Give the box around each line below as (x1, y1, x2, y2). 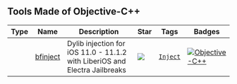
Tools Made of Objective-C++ (7, 6, 141, 18)
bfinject (35, 52, 61, 61)
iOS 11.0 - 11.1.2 (66, 47, 127, 57)
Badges (193, 26, 220, 36)
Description (78, 26, 119, 36)
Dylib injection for (66, 38, 126, 48)
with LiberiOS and (66, 56, 126, 66)
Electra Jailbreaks (66, 65, 127, 75)
